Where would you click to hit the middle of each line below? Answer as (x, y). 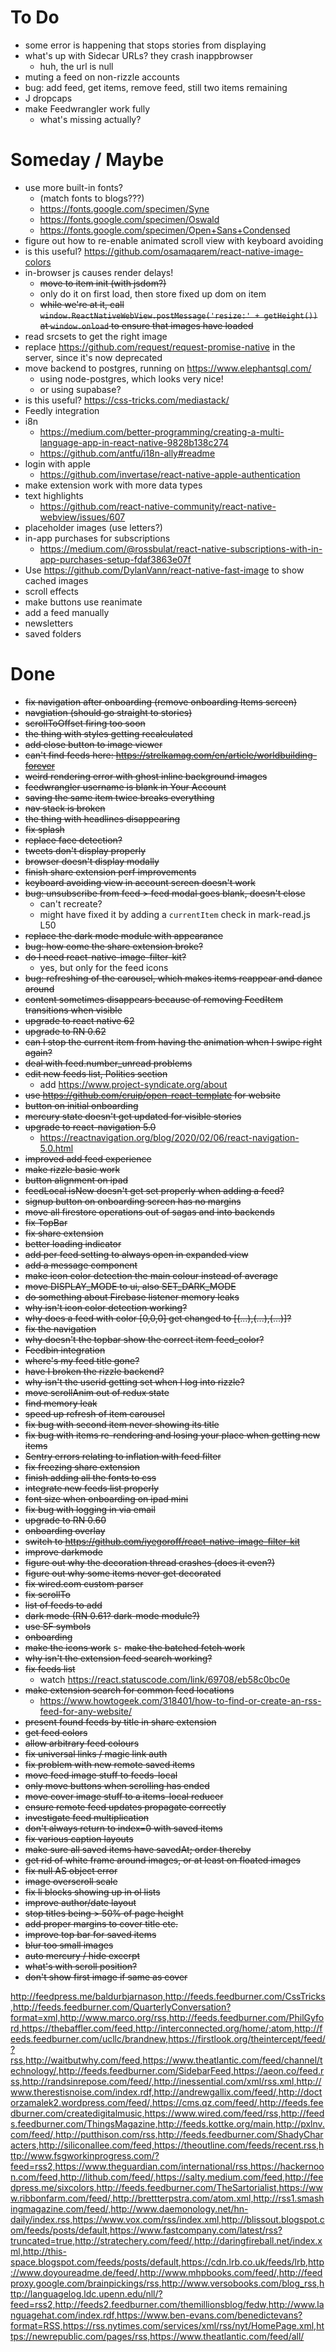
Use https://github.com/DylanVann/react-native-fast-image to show (164, 570)
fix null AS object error (71, 1870)
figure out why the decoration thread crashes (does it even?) (150, 1562)
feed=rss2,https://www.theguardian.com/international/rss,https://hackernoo (167, 2166)
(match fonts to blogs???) (92, 198)
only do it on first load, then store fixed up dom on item (153, 293)
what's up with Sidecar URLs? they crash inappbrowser (139, 55)
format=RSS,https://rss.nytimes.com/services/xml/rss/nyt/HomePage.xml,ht (167, 2325)
